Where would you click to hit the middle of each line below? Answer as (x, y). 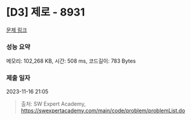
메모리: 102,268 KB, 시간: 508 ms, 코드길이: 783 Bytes (71, 61)
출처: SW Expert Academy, (53, 104)
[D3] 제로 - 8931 (46, 12)
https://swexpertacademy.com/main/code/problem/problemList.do (103, 110)
